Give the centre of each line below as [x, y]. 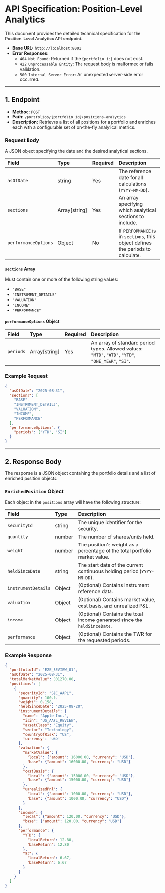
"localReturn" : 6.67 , [49, 858]
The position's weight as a [108, 545]
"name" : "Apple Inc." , [46, 716]
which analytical [137, 210]
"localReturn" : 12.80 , [50, 840]
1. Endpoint [23, 100]
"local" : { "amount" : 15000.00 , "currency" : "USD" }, [81, 776]
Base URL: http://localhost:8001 [46, 48]
